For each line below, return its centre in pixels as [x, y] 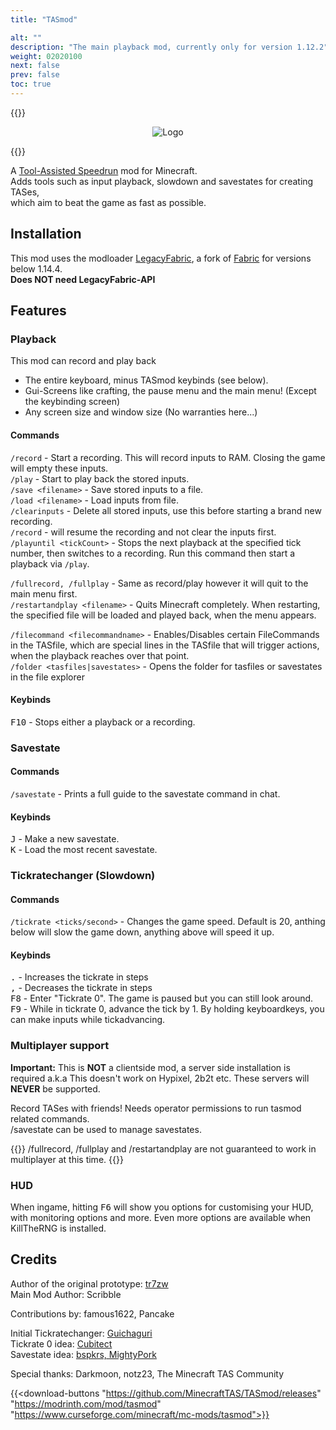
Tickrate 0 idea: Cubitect [61, 1343]
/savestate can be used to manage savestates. [106, 1129]
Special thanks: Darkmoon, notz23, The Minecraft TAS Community [147, 1373]
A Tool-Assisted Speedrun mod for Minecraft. [104, 170]
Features [38, 311]
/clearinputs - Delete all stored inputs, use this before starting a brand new [166, 510]
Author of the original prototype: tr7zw [89, 1283]
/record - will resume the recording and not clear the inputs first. [143, 532]
